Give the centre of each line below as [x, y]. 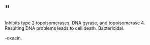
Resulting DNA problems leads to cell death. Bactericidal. [65, 28]
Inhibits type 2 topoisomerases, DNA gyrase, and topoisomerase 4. [75, 23]
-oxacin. [13, 38]
